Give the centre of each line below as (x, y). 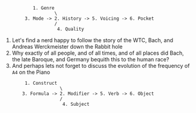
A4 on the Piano (31, 72)
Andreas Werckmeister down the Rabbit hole (67, 47)
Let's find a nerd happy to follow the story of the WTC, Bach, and (92, 40)
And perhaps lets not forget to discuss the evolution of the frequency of (101, 66)
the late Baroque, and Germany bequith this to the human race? (90, 59)
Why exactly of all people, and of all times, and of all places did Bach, (98, 53)
